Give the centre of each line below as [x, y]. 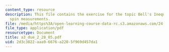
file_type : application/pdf [35, 28]
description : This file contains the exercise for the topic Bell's [78, 14]
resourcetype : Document [30, 33]
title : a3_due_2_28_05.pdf [33, 38]
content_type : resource [30, 10]
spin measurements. [30, 19]
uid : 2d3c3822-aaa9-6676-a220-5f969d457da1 [52, 42]
